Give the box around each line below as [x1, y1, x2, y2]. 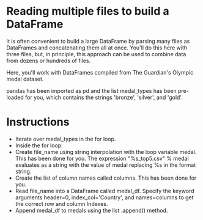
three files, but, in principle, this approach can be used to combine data [6, 50, 186, 57]
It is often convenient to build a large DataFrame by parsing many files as [6, 37, 190, 45]
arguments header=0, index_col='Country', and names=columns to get [15, 194, 194, 201]
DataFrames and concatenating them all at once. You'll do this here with [6, 44, 188, 51]
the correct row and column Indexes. [15, 200, 108, 207]
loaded [6, 94, 24, 101]
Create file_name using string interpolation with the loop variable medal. [15, 148, 197, 155]
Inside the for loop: [15, 142, 63, 149]
